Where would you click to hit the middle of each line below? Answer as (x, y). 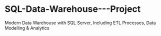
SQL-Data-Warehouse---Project (73, 9)
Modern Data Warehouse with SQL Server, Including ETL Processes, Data (80, 23)
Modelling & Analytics (27, 28)
